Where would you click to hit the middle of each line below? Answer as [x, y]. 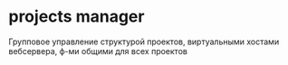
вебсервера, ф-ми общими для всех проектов [98, 51]
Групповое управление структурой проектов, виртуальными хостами [144, 42]
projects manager [77, 17]
